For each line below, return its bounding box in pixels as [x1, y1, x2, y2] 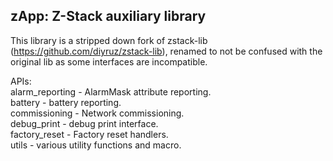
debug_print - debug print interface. [10, 117, 159, 129]
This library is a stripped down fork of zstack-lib [10, 34, 208, 46]
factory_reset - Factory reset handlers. [10, 128, 169, 140]
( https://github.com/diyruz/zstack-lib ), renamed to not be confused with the [10, 45, 323, 57]
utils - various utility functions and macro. [10, 139, 182, 151]
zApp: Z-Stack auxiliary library [10, 8, 207, 25]
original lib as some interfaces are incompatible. [10, 55, 208, 68]
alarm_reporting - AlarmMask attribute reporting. [10, 85, 212, 98]
